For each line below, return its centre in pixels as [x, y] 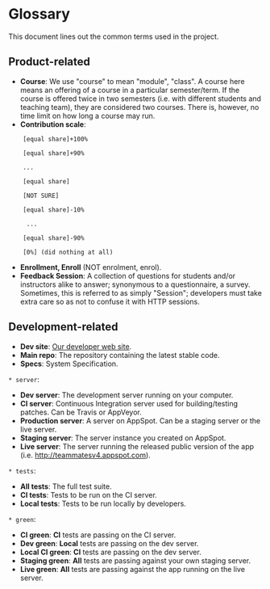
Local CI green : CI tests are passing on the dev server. [110, 552]
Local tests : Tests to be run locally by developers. [103, 503]
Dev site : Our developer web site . [76, 346]
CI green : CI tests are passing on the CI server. [98, 535]
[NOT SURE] [41, 196]
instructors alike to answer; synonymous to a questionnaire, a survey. [135, 284]
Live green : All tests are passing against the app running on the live [133, 569]
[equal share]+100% [56, 139]
